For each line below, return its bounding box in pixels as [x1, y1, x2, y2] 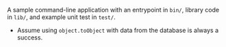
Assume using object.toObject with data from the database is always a [16, 27, 219, 34]
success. [16, 33, 43, 42]
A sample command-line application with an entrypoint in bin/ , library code [7, 6, 220, 14]
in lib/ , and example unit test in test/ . [7, 13, 116, 21]
